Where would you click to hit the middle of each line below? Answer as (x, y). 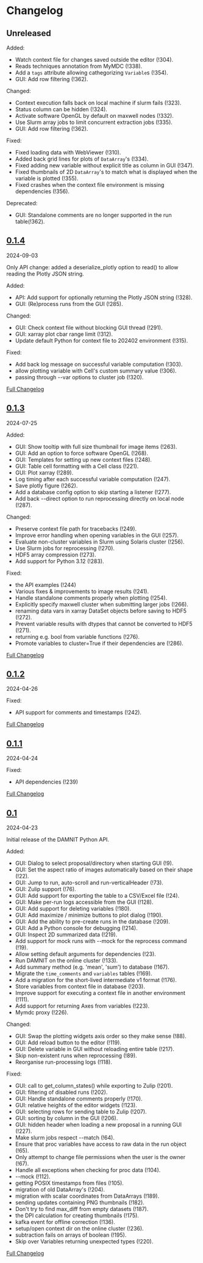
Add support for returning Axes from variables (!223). (82, 1006)
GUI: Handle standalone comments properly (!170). (79, 1099)
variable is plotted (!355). (47, 178)
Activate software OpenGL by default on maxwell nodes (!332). (94, 116)
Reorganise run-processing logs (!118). (64, 1062)
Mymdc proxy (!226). (42, 1013)
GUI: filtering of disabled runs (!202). (61, 1092)
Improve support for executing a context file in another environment (100, 993)
